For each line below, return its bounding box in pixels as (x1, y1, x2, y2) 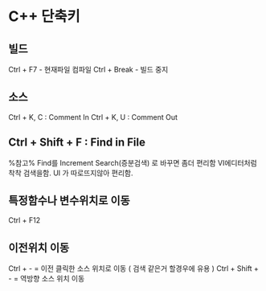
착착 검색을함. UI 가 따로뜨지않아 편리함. (8, 168, 134, 178)
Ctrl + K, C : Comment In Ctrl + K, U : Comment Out (8, 112, 178, 121)
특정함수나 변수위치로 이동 (8, 194, 130, 207)
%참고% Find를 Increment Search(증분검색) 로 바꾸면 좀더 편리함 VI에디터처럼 (8, 158, 257, 167)
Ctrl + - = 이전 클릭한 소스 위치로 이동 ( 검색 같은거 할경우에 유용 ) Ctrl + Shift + (8, 264, 260, 273)
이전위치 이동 (8, 240, 70, 254)
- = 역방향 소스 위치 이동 (8, 274, 85, 284)
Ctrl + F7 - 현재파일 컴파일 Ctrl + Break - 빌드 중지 (8, 65, 169, 74)
